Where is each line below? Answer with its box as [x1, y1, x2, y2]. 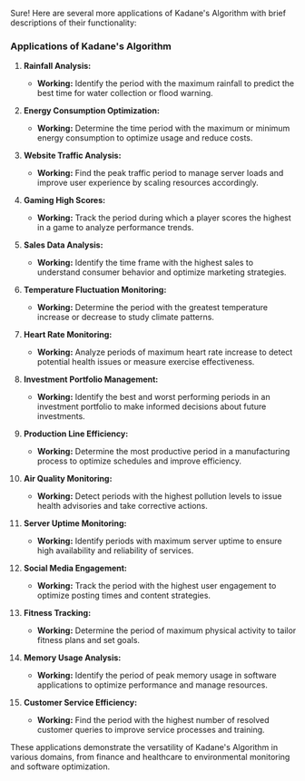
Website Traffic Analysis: [23, 150, 122, 161]
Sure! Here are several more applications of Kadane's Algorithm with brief [10, 8, 287, 18]
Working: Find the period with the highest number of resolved [36, 715, 271, 726]
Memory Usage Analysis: [23, 652, 122, 663]
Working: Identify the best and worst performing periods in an [36, 392, 271, 403]
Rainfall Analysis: [23, 61, 92, 72]
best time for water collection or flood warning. [36, 88, 213, 99]
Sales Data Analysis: [23, 239, 103, 250]
